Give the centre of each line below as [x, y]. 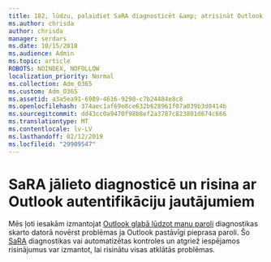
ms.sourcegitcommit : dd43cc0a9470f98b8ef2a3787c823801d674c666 [118, 114]
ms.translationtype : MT [49, 122]
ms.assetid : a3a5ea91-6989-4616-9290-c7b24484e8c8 [96, 99]
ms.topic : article [39, 62]
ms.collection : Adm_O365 [50, 84]
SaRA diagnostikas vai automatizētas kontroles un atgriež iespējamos [125, 241]
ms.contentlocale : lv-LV [50, 129]
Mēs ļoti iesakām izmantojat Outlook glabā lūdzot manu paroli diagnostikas [133, 224]
